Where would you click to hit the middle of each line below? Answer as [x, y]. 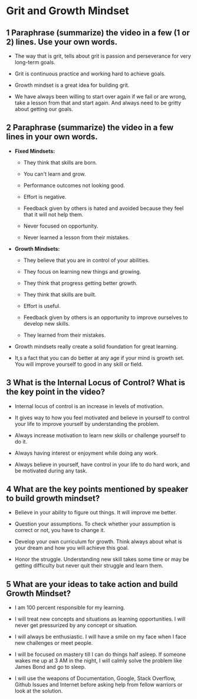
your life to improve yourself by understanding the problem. [87, 424]
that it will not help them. [53, 214]
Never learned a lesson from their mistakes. [76, 237]
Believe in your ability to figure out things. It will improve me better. [96, 513]
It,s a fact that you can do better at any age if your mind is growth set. [99, 357]
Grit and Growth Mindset [68, 11]
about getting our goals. [44, 109]
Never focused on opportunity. [61, 226]
